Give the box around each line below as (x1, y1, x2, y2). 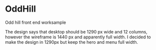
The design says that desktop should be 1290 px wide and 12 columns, (5, 29, 148, 34)
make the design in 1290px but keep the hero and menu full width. (5, 39, 138, 45)
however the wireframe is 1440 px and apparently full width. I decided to (5, 34, 151, 40)
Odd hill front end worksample (5, 19, 66, 25)
